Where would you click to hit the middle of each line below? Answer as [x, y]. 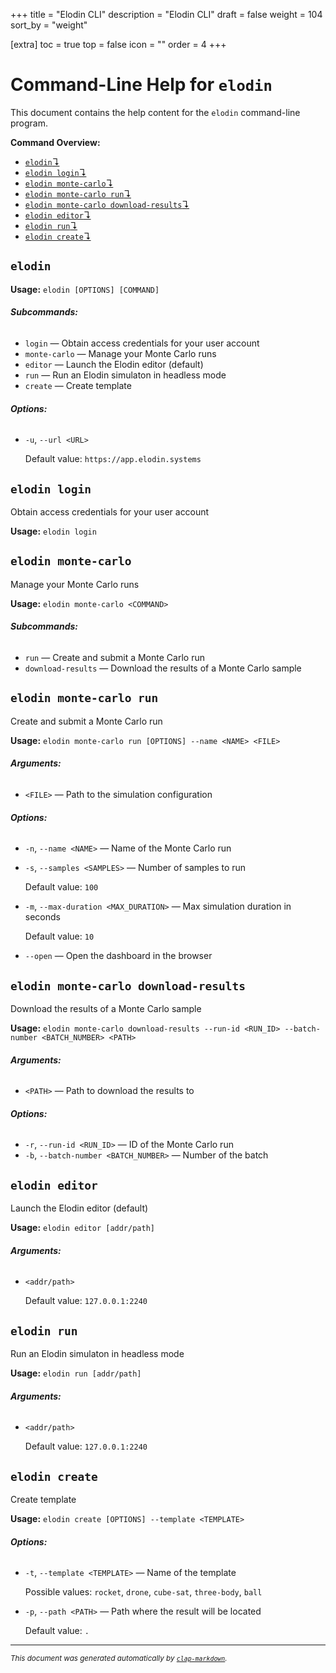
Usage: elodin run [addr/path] [76, 1373]
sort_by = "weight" [49, 25]
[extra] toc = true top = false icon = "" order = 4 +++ [118, 44]
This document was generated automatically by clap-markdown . [119, 1659]
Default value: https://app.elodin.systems [113, 459]
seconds [42, 917]
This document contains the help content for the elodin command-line [155, 112]
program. [29, 123]
